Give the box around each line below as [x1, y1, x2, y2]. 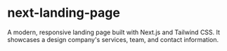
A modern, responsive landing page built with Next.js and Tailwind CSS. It [7, 28, 220, 36]
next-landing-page [7, 5, 121, 21]
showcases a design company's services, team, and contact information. [7, 35, 219, 43]
